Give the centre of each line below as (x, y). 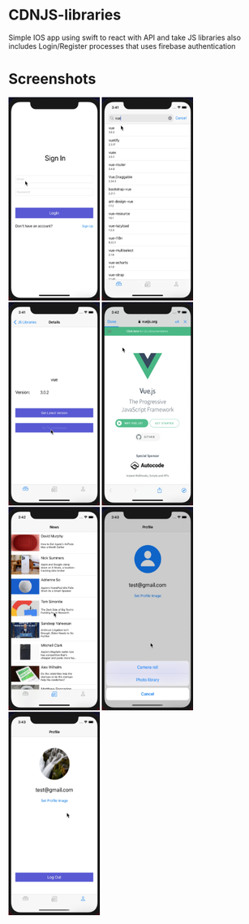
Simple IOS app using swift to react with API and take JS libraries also (125, 37)
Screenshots (52, 79)
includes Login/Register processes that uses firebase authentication (122, 46)
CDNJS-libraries (65, 15)
